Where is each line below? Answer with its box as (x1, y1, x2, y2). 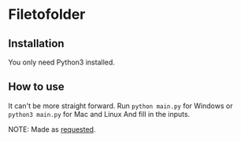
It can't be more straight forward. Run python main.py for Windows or (8, 100, 233, 111)
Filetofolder (8, 5, 86, 24)
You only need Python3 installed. (8, 57, 116, 67)
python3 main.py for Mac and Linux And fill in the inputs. (8, 109, 191, 118)
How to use (8, 80, 65, 93)
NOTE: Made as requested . (8, 124, 96, 134)
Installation (8, 37, 65, 50)
